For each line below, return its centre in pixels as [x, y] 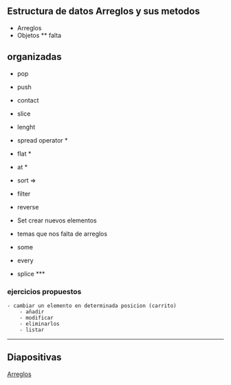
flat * [24, 154]
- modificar [36, 318]
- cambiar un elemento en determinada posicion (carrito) [92, 306]
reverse [28, 207]
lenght [26, 127]
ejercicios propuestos [44, 291]
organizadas [34, 57]
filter [24, 194]
